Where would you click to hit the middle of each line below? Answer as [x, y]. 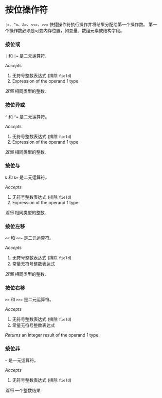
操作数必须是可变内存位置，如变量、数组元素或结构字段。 [67, 30]
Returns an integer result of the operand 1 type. [52, 335]
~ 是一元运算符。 [22, 360]
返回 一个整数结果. [23, 390]
